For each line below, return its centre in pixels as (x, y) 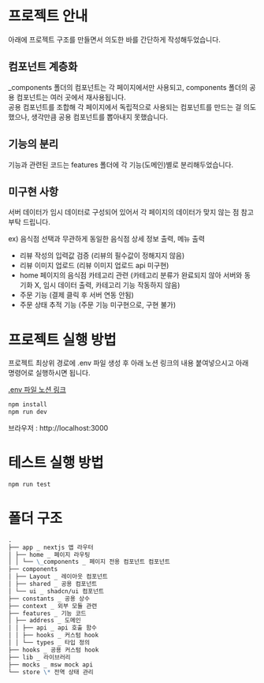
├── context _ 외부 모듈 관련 (53, 606)
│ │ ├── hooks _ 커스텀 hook (54, 636)
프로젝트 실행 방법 (62, 340)
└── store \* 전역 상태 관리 (51, 672)
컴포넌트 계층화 (43, 67)
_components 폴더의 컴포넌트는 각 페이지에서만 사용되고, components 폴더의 (128, 87)
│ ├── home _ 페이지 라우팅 (49, 554)
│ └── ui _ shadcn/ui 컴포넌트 (56, 591)
